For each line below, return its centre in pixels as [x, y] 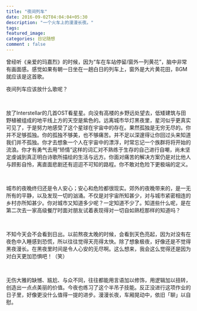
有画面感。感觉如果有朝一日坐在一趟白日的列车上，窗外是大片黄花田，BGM [97, 69]
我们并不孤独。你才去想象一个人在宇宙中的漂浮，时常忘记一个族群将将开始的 [98, 142]
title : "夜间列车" [27, 11]
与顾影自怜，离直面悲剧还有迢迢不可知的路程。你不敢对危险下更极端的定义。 [98, 164]
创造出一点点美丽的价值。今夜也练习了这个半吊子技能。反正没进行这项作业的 [98, 287]
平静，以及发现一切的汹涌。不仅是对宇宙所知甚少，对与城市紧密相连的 [106, 195]
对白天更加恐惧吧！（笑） [37, 256]
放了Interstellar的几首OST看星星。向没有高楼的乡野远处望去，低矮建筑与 [94, 113]
